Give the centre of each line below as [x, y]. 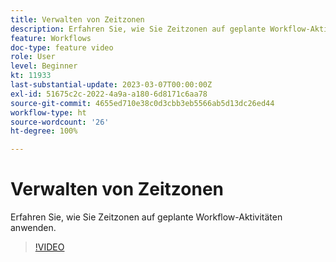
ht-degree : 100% [44, 131]
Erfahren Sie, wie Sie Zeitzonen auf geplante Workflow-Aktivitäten [146, 217]
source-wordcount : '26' [60, 122]
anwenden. [33, 228]
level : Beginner [44, 66]
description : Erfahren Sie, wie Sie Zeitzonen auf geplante [138, 29]
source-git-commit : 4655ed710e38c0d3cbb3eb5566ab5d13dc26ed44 [142, 103]
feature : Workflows [51, 38]
